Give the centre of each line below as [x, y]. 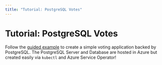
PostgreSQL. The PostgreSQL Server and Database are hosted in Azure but [81, 52]
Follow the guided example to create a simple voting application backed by [81, 47]
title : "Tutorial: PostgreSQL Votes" [44, 9]
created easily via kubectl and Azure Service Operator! [61, 57]
